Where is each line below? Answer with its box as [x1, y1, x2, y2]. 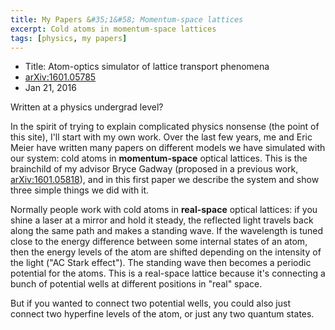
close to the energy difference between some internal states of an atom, [10, 236, 308, 248]
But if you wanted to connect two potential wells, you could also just [10, 297, 291, 310]
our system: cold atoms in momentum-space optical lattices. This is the [10, 152, 308, 165]
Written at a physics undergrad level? [10, 101, 164, 113]
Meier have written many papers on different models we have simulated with [10, 142, 326, 154]
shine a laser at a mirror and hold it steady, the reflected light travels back [10, 214, 314, 226]
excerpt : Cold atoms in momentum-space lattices [10, 24, 217, 34]
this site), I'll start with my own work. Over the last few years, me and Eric [10, 131, 313, 143]
